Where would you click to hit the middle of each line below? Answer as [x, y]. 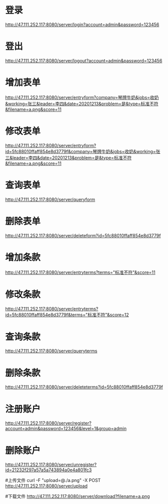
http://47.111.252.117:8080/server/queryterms [51, 351]
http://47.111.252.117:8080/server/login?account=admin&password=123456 [82, 24]
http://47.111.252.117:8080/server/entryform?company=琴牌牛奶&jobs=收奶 [82, 97]
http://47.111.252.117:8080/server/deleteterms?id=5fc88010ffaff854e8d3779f [84, 387]
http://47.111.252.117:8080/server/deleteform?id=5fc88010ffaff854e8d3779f [83, 235]
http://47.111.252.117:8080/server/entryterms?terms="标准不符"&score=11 [80, 272]
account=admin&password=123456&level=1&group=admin [66, 429]
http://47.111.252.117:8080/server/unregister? [51, 465]
